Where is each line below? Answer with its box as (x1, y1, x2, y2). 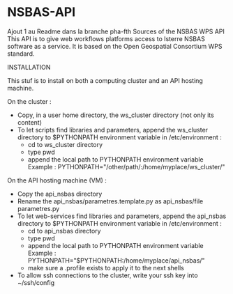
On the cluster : (7, 97, 52, 105)
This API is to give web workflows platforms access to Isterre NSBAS (7, 34, 206, 42)
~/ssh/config (17, 278, 55, 286)
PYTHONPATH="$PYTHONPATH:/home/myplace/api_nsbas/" (27, 256, 205, 265)
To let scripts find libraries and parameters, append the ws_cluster (17, 125, 208, 134)
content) (17, 118, 43, 126)
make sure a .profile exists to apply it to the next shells (27, 263, 185, 272)
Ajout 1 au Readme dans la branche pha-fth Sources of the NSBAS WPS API (7, 27, 225, 36)
